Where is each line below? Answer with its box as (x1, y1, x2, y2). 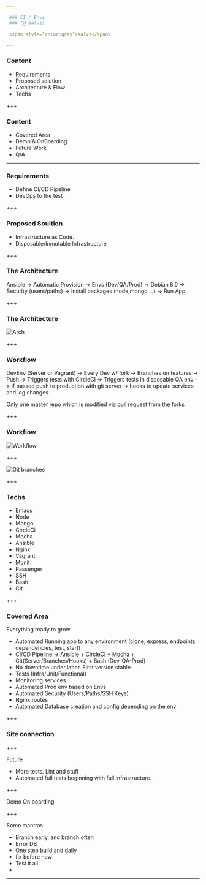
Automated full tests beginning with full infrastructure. (15, 774, 152, 781)
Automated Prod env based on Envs (15, 684, 106, 691)
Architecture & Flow (15, 83, 66, 91)
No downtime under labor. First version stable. (15, 664, 132, 671)
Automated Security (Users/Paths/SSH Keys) (15, 690, 129, 697)
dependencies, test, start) (15, 644, 81, 652)
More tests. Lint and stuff (15, 767, 79, 775)
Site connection (6, 730, 55, 739)
